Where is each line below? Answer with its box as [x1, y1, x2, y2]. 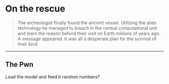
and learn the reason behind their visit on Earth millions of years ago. [17, 30, 160, 36]
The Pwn [5, 60, 34, 69]
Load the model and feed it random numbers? [5, 73, 100, 79]
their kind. [17, 41, 39, 47]
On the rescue [5, 3, 65, 15]
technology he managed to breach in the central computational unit [17, 25, 157, 31]
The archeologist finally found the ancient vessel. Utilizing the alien [17, 20, 157, 26]
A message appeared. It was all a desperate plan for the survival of [17, 36, 157, 42]
